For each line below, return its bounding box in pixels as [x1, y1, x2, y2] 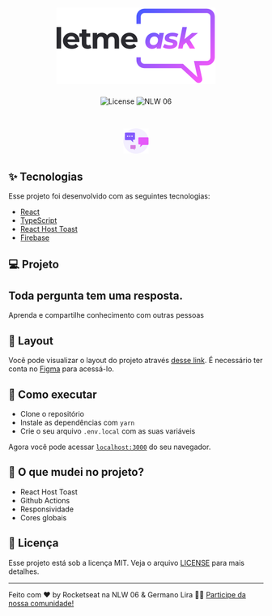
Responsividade [19, 504, 74, 514]
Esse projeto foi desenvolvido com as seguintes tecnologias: [8, 191, 210, 201]
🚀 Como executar [8, 387, 97, 401]
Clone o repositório [19, 409, 85, 418]
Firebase [19, 233, 50, 242]
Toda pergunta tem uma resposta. [8, 289, 184, 302]
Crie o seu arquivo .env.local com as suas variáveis [19, 426, 196, 436]
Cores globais [19, 512, 67, 522]
